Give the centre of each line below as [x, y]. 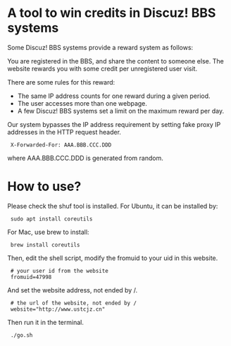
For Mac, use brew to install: [48, 232]
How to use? [44, 186]
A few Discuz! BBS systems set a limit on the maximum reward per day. [120, 111]
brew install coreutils [45, 245]
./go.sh [21, 335]
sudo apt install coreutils [51, 219]
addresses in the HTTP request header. [64, 132]
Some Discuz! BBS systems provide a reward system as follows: [100, 47]
